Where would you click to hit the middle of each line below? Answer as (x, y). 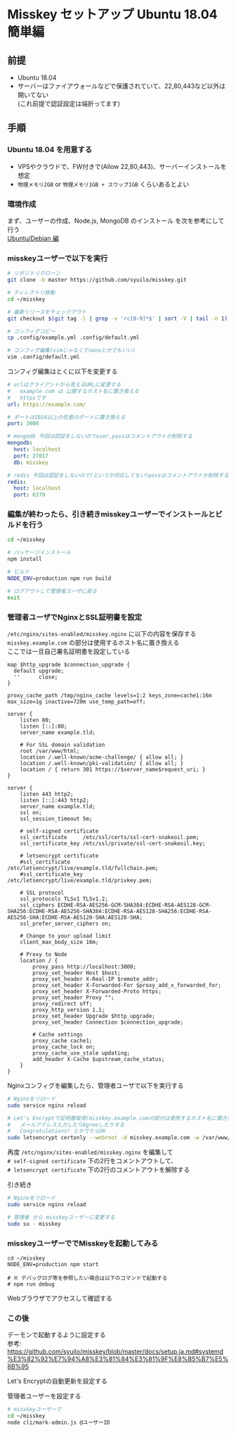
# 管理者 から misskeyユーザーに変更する (61, 1217)
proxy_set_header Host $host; (77, 973)
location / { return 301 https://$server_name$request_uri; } (113, 769)
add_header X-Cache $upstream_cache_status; (99, 1059)
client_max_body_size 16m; (59, 942)
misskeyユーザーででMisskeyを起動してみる (83, 1243)
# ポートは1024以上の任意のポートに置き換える (66, 417)
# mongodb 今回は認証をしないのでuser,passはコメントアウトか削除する (100, 436)
